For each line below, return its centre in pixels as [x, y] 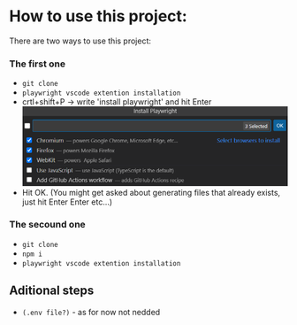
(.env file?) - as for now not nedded [91, 312]
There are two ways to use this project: [80, 41]
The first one [38, 64]
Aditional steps [52, 291]
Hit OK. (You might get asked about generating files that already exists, [151, 192]
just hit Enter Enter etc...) [67, 202]
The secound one [47, 225]
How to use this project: [98, 16]
